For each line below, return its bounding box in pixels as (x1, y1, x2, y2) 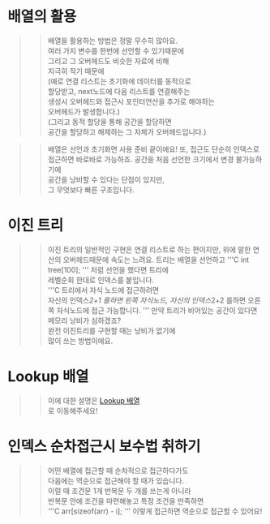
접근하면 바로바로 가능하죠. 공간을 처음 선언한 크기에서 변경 (47, 154, 234, 164)
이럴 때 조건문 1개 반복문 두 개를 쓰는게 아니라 (47, 486, 191, 496)
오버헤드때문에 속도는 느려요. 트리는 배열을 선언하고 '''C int (62, 255, 250, 264)
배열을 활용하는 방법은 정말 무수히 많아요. (47, 36, 178, 45)
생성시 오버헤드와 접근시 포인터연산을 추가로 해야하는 (47, 97, 216, 106)
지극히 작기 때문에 (47, 66, 105, 75)
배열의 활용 (7, 7, 77, 26)
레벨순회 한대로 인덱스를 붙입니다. (47, 275, 155, 285)
